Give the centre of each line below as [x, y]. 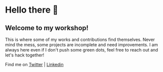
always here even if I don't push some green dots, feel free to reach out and [81, 50]
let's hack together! [25, 55]
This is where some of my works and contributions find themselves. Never [80, 39]
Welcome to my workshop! [47, 28]
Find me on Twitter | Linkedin [34, 64]
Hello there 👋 [32, 10]
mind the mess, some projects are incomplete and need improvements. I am [81, 45]
